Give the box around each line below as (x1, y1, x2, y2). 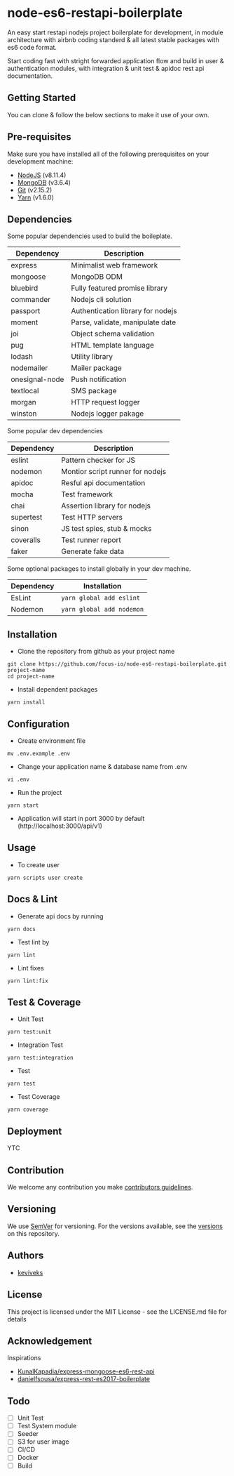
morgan (11, 397, 36, 407)
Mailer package (71, 363, 123, 373)
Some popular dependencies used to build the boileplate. (7, 232, 173, 240)
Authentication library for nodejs (71, 306, 177, 316)
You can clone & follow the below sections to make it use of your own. (7, 110, 209, 119)
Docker (17, 1454, 39, 1462)
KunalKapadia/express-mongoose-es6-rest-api (17, 1367, 155, 1376)
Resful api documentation (61, 478, 146, 488)
